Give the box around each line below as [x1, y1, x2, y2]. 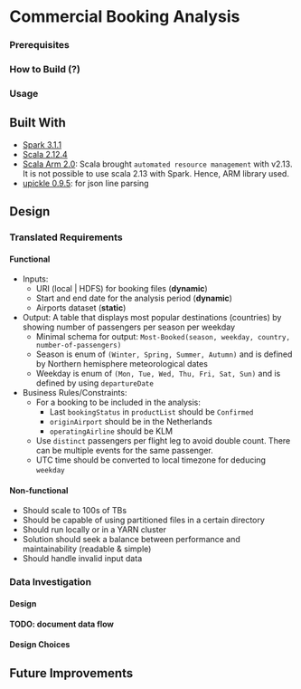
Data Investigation [9, 576, 92, 589]
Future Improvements [9, 665, 134, 681]
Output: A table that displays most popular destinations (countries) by [22, 312, 282, 323]
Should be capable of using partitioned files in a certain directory [22, 514, 265, 526]
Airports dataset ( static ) [35, 302, 127, 313]
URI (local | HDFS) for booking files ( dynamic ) [35, 283, 208, 294]
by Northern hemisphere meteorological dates [35, 359, 208, 369]
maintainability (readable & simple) [22, 543, 152, 554]
